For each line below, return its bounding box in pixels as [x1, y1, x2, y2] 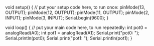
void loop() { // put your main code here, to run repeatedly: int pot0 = [5, 24, 147, 30]
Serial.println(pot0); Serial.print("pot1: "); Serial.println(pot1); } [5, 35, 132, 41]
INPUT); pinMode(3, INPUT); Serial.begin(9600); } [5, 15, 109, 20]
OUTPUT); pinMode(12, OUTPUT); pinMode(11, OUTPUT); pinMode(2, [5, 9, 149, 15]
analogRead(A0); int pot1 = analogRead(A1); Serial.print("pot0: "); [5, 30, 139, 35]
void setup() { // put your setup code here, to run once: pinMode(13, [5, 4, 145, 10]
